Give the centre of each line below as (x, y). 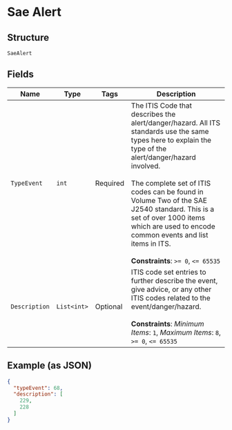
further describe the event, (174, 280)
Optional (109, 306)
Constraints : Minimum (167, 324)
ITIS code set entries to (168, 272)
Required (110, 183)
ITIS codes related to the (171, 297)
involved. (146, 166)
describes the (153, 114)
